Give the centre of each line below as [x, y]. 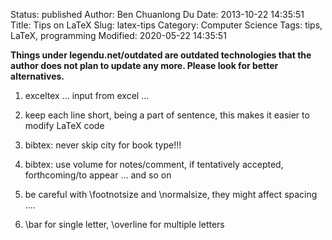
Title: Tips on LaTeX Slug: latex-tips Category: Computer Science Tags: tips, [166, 25]
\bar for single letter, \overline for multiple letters [124, 224]
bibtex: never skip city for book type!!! [103, 145]
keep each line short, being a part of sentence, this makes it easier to [167, 115]
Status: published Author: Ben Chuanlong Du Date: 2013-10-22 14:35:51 [157, 14]
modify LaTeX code [64, 125]
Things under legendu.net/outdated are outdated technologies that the [161, 55]
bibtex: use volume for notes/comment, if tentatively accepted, [154, 164]
